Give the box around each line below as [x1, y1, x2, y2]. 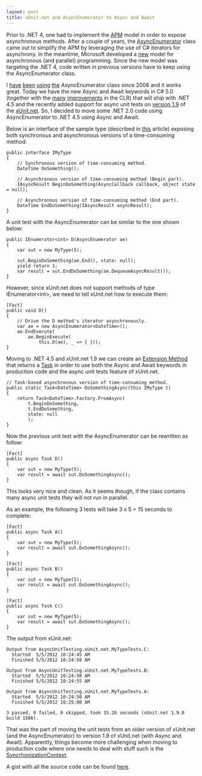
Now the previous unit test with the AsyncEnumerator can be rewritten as [6, 432, 188, 440]
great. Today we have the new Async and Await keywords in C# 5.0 [6, 88, 174, 95]
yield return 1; [17, 263, 58, 269]
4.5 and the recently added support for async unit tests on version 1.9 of [6, 100, 186, 107]
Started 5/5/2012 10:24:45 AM [11, 652, 90, 658]
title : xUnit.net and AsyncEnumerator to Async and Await [6, 14, 155, 21]
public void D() [6, 307, 47, 313]
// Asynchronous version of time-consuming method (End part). [17, 197, 180, 203]
